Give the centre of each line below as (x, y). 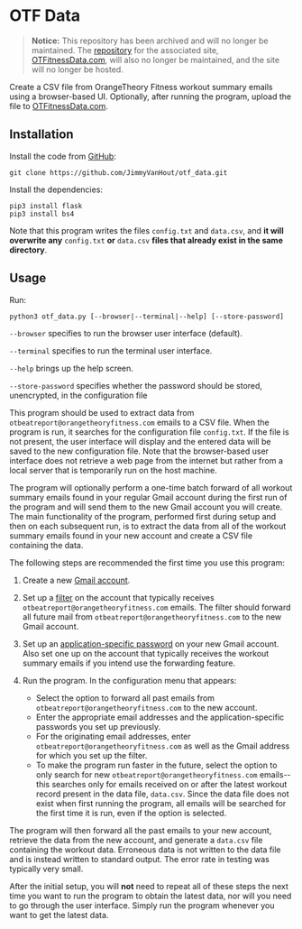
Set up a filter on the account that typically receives (118, 597)
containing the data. (46, 545)
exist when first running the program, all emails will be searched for (161, 803)
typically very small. (46, 869)
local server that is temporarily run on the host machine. (114, 470)
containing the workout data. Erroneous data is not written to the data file (145, 850)
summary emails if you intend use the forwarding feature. (129, 663)
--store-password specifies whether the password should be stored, (136, 385)
